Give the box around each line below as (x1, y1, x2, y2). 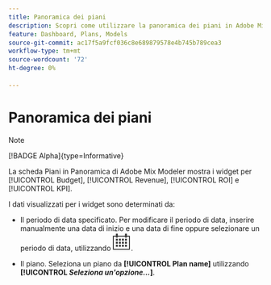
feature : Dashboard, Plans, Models (8, 30, 128, 38)
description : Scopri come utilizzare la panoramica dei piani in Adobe (8, 21, 254, 30)
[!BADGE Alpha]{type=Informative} (8, 150, 124, 161)
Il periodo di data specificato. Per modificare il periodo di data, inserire (19, 215, 255, 224)
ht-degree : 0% (8, 65, 56, 73)
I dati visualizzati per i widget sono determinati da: (8, 199, 176, 209)
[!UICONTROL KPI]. (8, 183, 73, 193)
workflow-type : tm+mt (8, 47, 81, 56)
